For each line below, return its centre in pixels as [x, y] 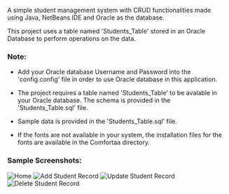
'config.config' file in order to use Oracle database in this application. [117, 79]
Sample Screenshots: [44, 160]
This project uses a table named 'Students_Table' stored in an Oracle [106, 31]
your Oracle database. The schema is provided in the [94, 100]
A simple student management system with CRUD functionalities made [109, 10]
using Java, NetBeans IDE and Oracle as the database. [86, 18]
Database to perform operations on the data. [72, 39]
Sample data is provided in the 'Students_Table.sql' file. [97, 121]
